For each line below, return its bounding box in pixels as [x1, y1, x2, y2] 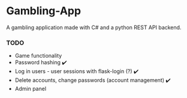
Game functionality [14, 52, 62, 59]
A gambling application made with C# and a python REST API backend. [6, 24, 182, 31]
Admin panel [14, 85, 47, 93]
